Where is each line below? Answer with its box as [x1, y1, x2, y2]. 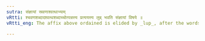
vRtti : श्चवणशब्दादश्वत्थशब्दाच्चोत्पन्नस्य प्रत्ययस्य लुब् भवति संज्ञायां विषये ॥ [6, 14, 143, 20]
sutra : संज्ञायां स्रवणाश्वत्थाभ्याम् [6, 8, 66, 15]
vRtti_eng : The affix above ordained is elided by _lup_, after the [6, 20, 184, 26]
